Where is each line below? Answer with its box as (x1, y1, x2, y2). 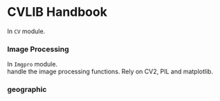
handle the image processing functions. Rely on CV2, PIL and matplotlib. (7, 67, 213, 76)
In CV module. (7, 27, 46, 35)
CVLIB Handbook (7, 4, 107, 20)
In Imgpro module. (7, 60, 57, 68)
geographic (7, 84, 47, 94)
